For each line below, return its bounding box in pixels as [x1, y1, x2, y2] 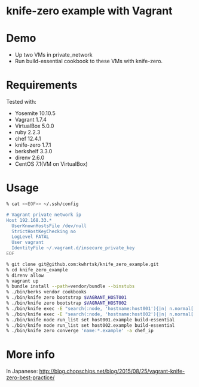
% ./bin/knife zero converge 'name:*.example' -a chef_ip [6, 328, 154, 334]
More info [6, 348, 56, 361]
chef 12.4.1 [14, 135, 41, 143]
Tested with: [6, 98, 37, 106]
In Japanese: [6, 368, 38, 375]
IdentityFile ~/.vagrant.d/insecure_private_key [11, 245, 135, 251]
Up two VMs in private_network [14, 51, 93, 58]
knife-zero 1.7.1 [14, 141, 51, 148]
